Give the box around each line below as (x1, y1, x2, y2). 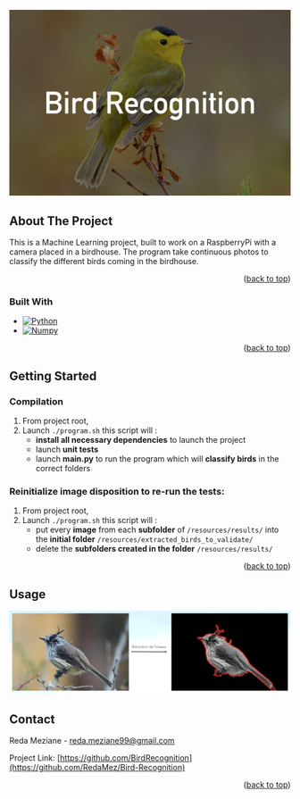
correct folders (35, 463, 91, 473)
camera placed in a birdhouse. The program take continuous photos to (9, 246, 270, 257)
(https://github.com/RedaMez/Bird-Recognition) (9, 762, 186, 773)
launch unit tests (35, 444, 99, 454)
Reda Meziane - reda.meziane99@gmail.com (9, 736, 176, 746)
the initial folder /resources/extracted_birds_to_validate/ (35, 534, 254, 545)
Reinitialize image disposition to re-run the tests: (9, 485, 225, 497)
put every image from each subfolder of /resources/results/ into (35, 524, 279, 536)
